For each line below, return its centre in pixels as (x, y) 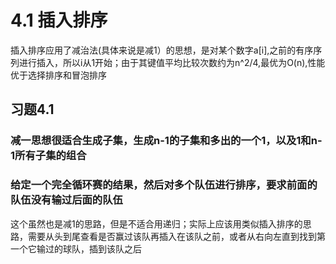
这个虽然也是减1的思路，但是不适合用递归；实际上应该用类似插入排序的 (156, 223)
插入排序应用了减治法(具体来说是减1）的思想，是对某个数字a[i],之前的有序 (162, 50)
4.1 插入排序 (59, 20)
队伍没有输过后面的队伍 (66, 200)
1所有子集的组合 (48, 156)
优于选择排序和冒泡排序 (58, 75)
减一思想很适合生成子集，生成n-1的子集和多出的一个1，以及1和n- (166, 141)
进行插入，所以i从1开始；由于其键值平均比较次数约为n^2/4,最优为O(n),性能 (172, 62)
